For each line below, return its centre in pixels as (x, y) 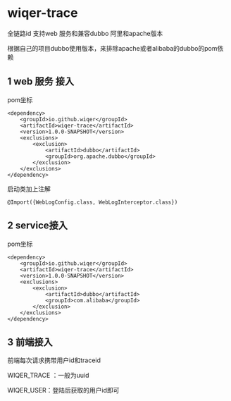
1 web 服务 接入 (41, 81)
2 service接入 (38, 226)
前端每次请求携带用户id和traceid (54, 360)
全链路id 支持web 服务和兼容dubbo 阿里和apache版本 (85, 33)
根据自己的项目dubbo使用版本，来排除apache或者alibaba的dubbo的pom (112, 48)
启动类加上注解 (29, 189)
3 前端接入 (30, 342)
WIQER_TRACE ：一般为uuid (48, 376)
